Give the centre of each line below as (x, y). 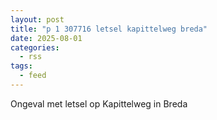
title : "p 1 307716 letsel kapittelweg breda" (109, 29)
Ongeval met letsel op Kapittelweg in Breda (99, 103)
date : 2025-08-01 (46, 38)
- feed (33, 76)
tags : (21, 66)
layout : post (37, 19)
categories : (35, 47)
